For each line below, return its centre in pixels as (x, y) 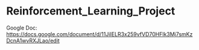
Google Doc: (22, 28)
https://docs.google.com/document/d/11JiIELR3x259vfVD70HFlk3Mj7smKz (99, 34)
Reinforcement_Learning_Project (91, 11)
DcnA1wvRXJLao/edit (33, 40)
